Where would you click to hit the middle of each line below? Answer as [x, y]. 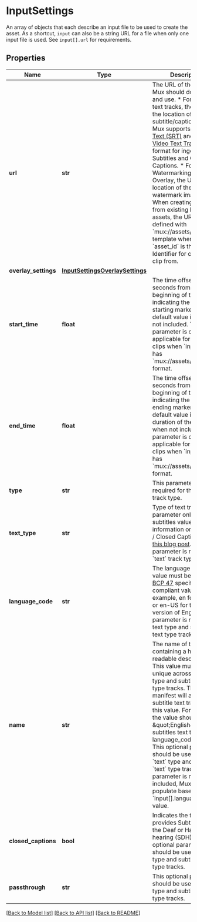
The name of [170, 644]
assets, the [167, 217]
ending [162, 407]
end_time [22, 426]
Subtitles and [170, 158]
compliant [166, 590]
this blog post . [172, 544]
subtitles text [170, 732]
